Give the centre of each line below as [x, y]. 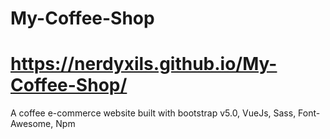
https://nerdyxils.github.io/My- [144, 64]
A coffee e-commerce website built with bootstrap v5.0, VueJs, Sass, [153, 113]
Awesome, [32, 124]
